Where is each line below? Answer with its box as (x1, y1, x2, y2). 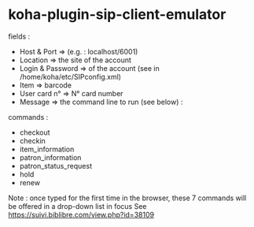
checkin (19, 136, 46, 145)
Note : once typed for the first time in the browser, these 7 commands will (8, 193, 247, 203)
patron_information (19, 152, 82, 162)
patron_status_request (19, 161, 93, 170)
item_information (19, 144, 75, 154)
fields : (8, 32, 31, 41)
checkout (19, 128, 50, 137)
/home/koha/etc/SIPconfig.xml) (19, 72, 122, 81)
